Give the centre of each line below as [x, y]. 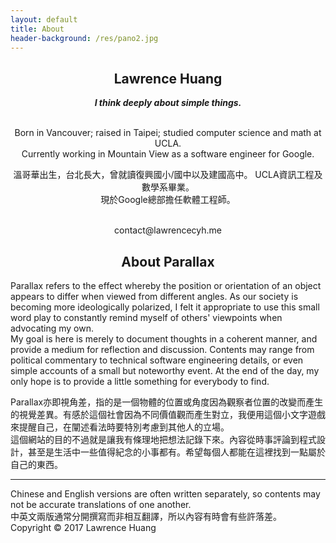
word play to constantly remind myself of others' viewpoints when [146, 317]
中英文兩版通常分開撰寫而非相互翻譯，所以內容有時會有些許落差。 [146, 516]
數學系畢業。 [168, 187]
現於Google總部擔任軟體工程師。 [168, 200]
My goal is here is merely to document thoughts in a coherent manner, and [164, 339]
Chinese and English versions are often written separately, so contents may [165, 494]
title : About [37, 29]
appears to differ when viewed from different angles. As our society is [154, 296]
